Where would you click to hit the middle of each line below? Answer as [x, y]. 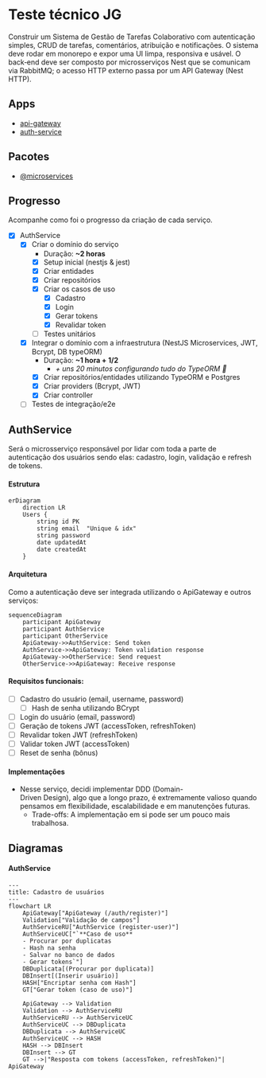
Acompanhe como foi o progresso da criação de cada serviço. [110, 220]
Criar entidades [69, 271]
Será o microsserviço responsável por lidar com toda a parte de [112, 449]
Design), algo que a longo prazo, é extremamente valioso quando [150, 798]
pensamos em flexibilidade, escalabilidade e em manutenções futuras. [135, 807]
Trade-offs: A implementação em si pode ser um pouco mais [131, 814]
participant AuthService [64, 629]
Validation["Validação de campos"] [81, 920]
